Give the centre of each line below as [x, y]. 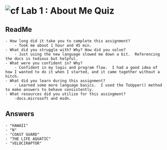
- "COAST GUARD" [22, 134]
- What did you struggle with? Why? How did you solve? [65, 50]
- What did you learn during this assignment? [55, 81]
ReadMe [19, 30]
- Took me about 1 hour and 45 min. [53, 45]
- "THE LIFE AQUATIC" [28, 139]
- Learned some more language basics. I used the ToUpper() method [88, 85]
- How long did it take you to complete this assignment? [68, 41]
